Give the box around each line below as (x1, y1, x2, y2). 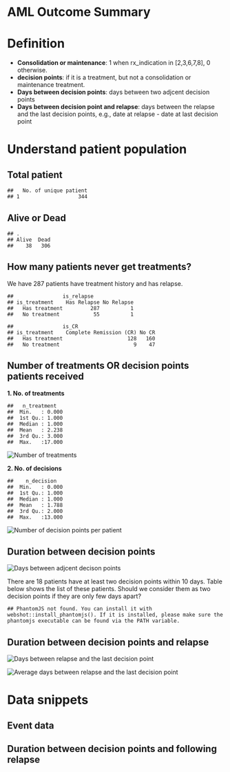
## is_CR (7, 322, 79, 330)
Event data (7, 720, 54, 731)
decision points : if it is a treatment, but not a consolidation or (17, 73, 191, 81)
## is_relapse (7, 293, 94, 300)
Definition (7, 36, 65, 52)
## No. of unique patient (7, 187, 88, 194)
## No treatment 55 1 (7, 311, 134, 318)
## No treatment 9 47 (7, 341, 156, 348)
